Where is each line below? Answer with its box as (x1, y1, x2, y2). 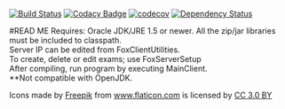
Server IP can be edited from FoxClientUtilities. (9, 44, 180, 55)
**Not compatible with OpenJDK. (9, 73, 133, 83)
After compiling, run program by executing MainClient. (9, 63, 208, 74)
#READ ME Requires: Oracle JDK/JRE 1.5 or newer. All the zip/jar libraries (9, 26, 276, 35)
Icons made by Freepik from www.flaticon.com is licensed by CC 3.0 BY (9, 90, 273, 100)
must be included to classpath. (9, 35, 122, 45)
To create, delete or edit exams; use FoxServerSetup (9, 54, 202, 64)
